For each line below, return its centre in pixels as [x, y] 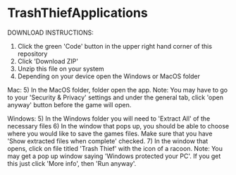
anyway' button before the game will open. [69, 104]
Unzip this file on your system [61, 68]
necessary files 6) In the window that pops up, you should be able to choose [118, 126]
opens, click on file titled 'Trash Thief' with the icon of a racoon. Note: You [115, 148]
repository [32, 54]
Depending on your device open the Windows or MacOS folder [109, 76]
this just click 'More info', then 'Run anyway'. [72, 163]
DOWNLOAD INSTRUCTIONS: [50, 32]
